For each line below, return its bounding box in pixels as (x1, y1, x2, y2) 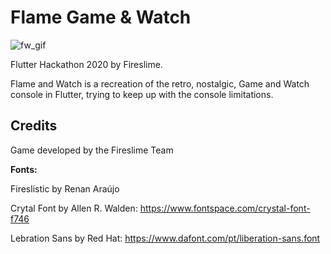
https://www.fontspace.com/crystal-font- (139, 202, 311, 214)
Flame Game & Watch (10, 6, 192, 29)
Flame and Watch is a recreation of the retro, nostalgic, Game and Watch (10, 77, 310, 90)
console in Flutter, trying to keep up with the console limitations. (10, 88, 274, 100)
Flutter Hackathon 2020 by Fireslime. (10, 58, 163, 70)
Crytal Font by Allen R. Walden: (10, 202, 138, 214)
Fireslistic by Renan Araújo (10, 182, 120, 195)
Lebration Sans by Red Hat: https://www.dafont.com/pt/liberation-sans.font (10, 232, 321, 244)
